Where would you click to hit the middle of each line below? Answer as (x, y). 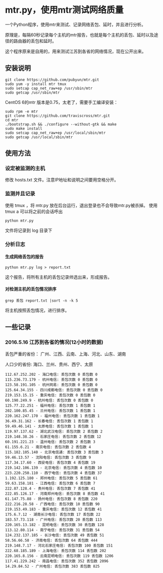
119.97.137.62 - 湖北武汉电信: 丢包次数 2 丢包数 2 (54, 431)
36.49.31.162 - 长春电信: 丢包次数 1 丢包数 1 (49, 421)
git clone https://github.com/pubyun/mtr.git (52, 80)
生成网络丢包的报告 (24, 257)
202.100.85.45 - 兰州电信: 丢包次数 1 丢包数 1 (50, 410)
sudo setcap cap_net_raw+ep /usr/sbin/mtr (49, 88)
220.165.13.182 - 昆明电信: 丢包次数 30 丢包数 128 (55, 525)
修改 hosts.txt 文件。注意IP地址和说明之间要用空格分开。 (62, 180)
